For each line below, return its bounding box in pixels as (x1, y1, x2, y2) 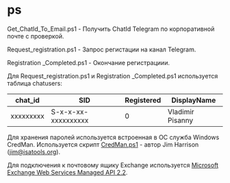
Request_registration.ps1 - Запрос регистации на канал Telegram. (7, 45, 196, 53)
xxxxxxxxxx (51, 115, 89, 125)
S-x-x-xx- (51, 107, 89, 117)
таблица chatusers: (7, 79, 63, 87)
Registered (125, 95, 162, 105)
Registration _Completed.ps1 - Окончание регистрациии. (7, 58, 170, 66)
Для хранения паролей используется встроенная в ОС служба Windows (7, 133, 220, 141)
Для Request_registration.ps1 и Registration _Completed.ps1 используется (7, 71, 218, 80)
